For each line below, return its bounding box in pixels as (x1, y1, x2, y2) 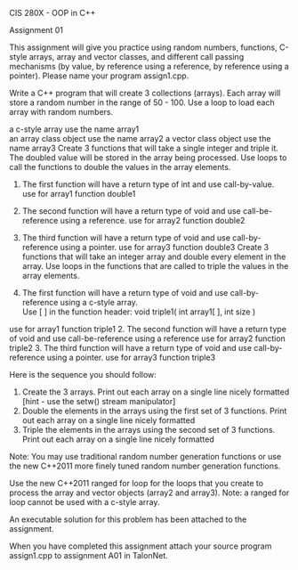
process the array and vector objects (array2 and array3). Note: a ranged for (9, 487, 290, 498)
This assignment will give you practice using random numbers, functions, (9, 42, 278, 53)
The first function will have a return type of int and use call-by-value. (21, 179, 275, 190)
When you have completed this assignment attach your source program (9, 541, 272, 551)
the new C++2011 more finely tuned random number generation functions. (9, 460, 281, 471)
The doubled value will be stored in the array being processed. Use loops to (9, 152, 287, 163)
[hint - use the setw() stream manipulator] (21, 396, 176, 406)
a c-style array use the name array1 (9, 124, 140, 134)
